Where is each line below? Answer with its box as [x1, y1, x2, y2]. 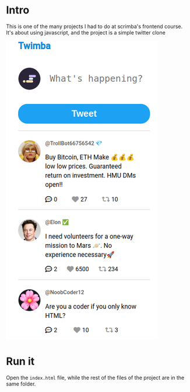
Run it [6, 355, 35, 368]
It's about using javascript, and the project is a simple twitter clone [6, 29, 166, 36]
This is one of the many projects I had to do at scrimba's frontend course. [6, 23, 183, 30]
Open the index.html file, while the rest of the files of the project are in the [6, 374, 185, 381]
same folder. [6, 380, 36, 387]
